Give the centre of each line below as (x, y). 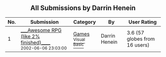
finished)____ (35, 42)
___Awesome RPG (41, 30)
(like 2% (30, 36)
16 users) (138, 45)
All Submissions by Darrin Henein (83, 8)
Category (85, 22)
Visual (79, 39)
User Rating (143, 22)
